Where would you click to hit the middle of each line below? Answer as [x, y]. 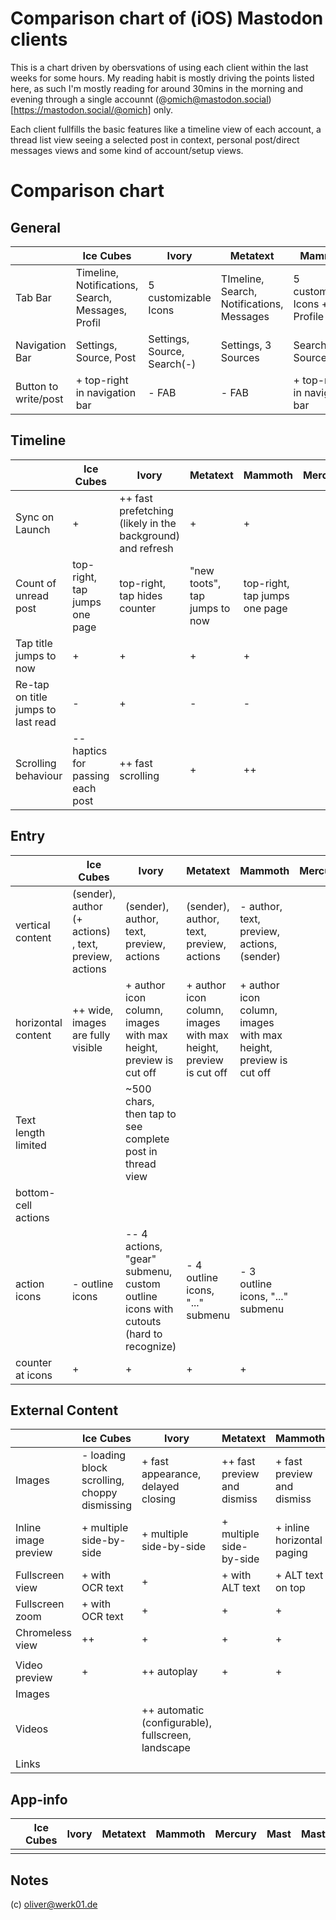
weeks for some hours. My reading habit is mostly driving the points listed [162, 78]
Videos [32, 1729]
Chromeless [43, 1633]
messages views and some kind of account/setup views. [127, 150]
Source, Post [106, 357]
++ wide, [92, 1010]
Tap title [34, 643]
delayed [160, 1487]
